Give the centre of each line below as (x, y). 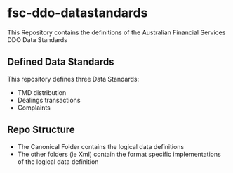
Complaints (34, 108)
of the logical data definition (58, 161)
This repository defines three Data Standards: (73, 79)
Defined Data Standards (61, 62)
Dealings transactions (49, 100)
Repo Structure (41, 130)
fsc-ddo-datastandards (78, 13)
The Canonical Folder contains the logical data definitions (101, 146)
